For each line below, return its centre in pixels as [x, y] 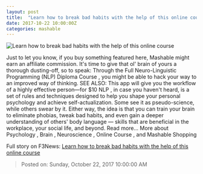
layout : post [23, 12]
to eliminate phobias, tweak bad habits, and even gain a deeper [85, 115]
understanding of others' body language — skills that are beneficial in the [98, 122]
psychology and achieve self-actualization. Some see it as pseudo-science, [100, 103]
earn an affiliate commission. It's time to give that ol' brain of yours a [92, 64]
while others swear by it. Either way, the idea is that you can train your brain [101, 109]
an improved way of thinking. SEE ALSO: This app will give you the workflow [101, 83]
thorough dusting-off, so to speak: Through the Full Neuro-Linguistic [92, 71]
